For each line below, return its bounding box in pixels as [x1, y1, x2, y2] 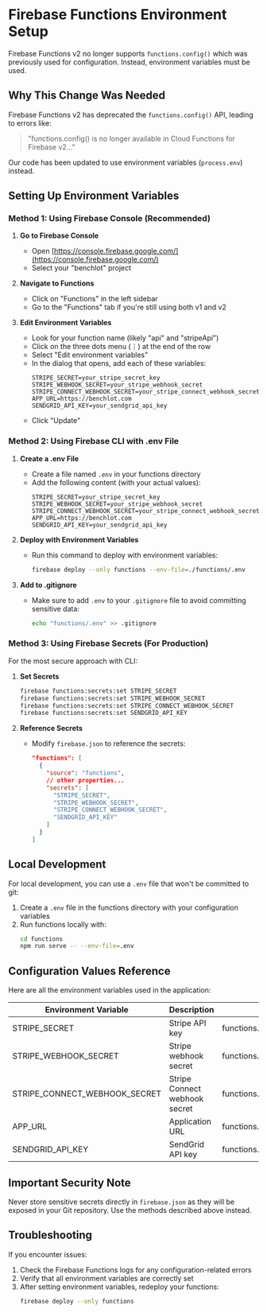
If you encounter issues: [8, 1249, 87, 1259]
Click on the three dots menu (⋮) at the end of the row [31, 342, 211, 352]
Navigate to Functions [19, 278, 95, 288]
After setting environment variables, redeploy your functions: [19, 1282, 220, 1292]
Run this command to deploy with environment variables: [31, 550, 219, 560]
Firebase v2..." [27, 142, 75, 152]
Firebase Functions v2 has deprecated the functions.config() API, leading [8, 110, 254, 119]
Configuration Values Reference [8, 964, 171, 977]
